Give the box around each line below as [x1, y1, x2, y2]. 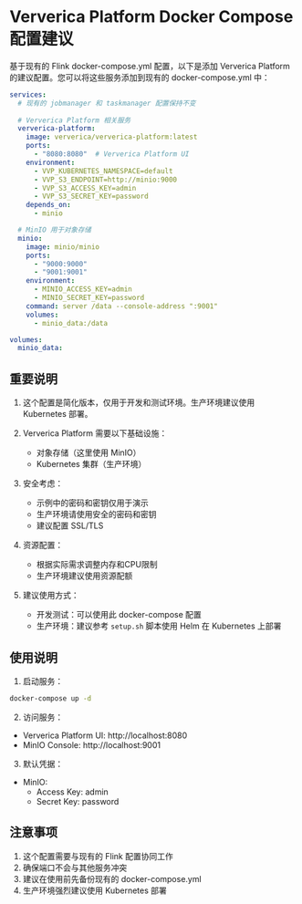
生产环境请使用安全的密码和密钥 [36, 509, 157, 520]
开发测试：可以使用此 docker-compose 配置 [36, 609, 203, 620]
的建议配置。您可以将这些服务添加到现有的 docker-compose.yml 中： [9, 71, 271, 83]
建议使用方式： [22, 590, 79, 601]
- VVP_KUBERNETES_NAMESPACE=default [33, 166, 173, 175]
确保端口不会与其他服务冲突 [22, 862, 128, 873]
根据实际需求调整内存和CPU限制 [36, 559, 158, 570]
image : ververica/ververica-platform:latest [26, 132, 198, 142]
